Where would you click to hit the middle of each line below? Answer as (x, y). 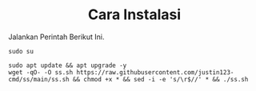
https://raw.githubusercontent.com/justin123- (155, 72)
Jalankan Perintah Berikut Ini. (57, 37)
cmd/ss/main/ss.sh (39, 79)
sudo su (21, 51)
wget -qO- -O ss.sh (41, 72)
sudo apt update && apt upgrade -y (68, 65)
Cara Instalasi (134, 15)
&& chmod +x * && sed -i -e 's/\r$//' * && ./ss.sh (160, 79)
